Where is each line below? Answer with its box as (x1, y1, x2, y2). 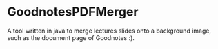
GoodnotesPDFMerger (7, 4, 139, 20)
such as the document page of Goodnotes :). (7, 33, 135, 42)
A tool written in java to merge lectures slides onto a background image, (7, 27, 212, 35)
